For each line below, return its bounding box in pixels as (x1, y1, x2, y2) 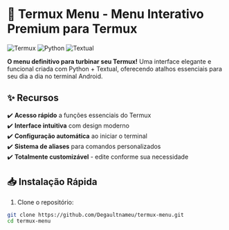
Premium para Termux (7, 21, 138, 37)
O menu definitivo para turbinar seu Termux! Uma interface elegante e (7, 57, 212, 65)
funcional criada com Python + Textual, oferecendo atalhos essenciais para (7, 64, 223, 73)
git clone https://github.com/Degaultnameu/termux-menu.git (7, 211, 185, 218)
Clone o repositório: (17, 197, 74, 206)
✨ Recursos (7, 92, 59, 104)
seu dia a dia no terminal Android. (7, 72, 103, 80)
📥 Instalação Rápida (7, 176, 98, 188)
